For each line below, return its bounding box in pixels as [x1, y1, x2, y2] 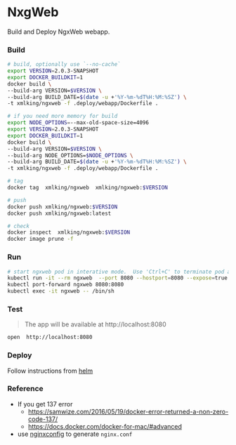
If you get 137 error [17, 399, 73, 408]
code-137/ [27, 415, 58, 423]
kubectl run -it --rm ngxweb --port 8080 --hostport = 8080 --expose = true [7, 274, 228, 281]
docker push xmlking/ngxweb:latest [7, 210, 112, 217]
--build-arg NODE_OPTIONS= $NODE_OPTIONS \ [7, 152, 133, 159]
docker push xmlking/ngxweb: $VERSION [7, 203, 118, 211]
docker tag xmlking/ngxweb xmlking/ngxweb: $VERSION [7, 184, 169, 192]
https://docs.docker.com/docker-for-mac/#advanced [27, 422, 183, 430]
